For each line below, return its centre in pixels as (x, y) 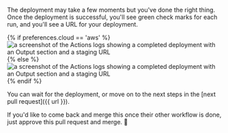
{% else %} (23, 59)
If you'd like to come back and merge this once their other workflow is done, (114, 115)
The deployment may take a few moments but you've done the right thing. (111, 10)
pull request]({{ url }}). (39, 101)
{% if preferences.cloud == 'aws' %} (59, 38)
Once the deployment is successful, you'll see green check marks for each (112, 17)
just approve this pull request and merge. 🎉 (68, 122)
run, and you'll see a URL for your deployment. (73, 24)
